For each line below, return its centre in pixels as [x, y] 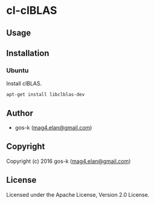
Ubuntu [17, 70]
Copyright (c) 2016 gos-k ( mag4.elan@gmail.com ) [68, 161]
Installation [28, 53]
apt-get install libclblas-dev [46, 95]
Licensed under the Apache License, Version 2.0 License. [78, 194]
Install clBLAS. [24, 84]
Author [20, 113]
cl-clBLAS [32, 11]
